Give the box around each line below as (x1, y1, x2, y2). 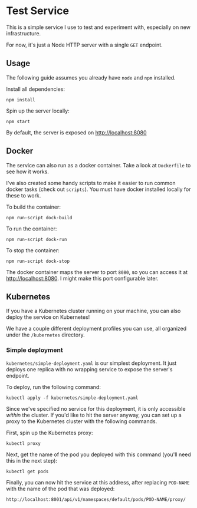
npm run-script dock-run (6, 236, 67, 242)
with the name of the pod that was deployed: (6, 485, 115, 492)
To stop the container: (6, 246, 60, 254)
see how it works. (6, 168, 49, 175)
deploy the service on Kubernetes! (6, 314, 90, 321)
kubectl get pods (6, 469, 49, 474)
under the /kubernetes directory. (6, 331, 85, 338)
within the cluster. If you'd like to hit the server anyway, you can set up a (6, 411, 182, 418)
